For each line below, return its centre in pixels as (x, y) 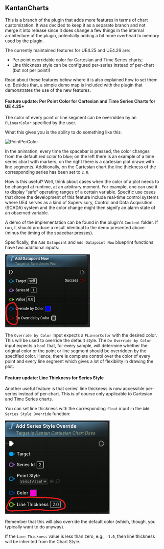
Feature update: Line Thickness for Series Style (55, 378)
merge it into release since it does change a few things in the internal (75, 30)
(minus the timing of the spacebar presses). (49, 233)
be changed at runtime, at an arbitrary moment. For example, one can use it (81, 187)
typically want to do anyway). (35, 527)
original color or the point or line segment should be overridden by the (76, 351)
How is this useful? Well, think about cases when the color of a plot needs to (82, 182)
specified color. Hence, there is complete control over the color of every (78, 356)
